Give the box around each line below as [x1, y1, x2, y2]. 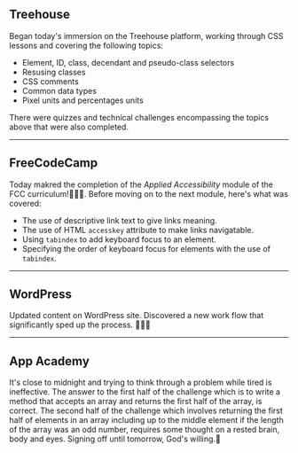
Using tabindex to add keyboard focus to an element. [21, 234, 217, 245]
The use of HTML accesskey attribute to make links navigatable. [21, 224, 255, 235]
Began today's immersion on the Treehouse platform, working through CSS [9, 30, 284, 41]
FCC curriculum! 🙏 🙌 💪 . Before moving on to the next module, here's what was [9, 188, 288, 199]
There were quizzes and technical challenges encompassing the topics [9, 112, 269, 122]
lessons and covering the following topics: [9, 40, 164, 51]
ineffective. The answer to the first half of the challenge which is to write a [9, 387, 281, 397]
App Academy [9, 354, 90, 369]
